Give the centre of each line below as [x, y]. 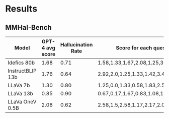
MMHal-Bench [28, 27]
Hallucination [76, 45]
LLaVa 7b [19, 85]
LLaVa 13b [21, 94]
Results [21, 9]
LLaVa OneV [22, 102]
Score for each [134, 48]
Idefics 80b [21, 63]
